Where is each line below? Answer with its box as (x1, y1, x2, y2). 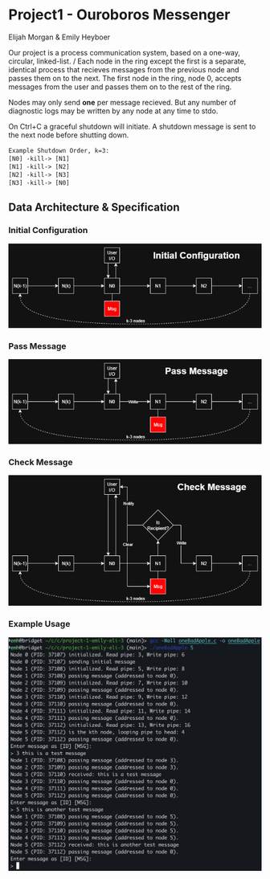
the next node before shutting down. (8, 130, 129, 140)
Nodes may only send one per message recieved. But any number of (8, 97, 237, 107)
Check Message (8, 456, 73, 468)
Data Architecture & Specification (8, 201, 180, 215)
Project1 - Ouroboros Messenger (8, 6, 231, 24)
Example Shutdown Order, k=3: (8, 146, 110, 154)
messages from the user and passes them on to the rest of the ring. (8, 82, 232, 92)
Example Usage (8, 619, 71, 630)
